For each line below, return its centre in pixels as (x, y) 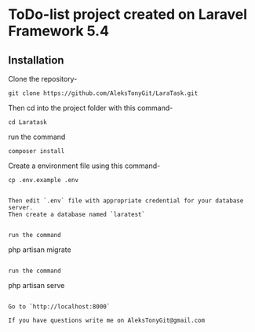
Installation (36, 60)
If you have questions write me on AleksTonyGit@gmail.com (107, 320)
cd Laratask (27, 122)
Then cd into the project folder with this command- (91, 108)
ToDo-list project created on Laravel (128, 15)
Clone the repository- (43, 79)
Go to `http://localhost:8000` (59, 307)
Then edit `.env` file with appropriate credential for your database (126, 201)
